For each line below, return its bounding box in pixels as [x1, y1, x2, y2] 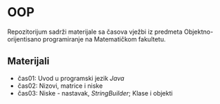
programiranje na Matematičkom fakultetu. [42, 34, 167, 43]
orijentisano [7, 34, 41, 43]
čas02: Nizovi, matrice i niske [17, 82, 103, 90]
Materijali [7, 56, 50, 67]
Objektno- [183, 27, 214, 36]
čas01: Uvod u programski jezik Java [17, 74, 124, 82]
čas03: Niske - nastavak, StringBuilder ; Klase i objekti [17, 89, 174, 97]
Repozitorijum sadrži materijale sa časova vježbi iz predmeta [7, 27, 183, 36]
